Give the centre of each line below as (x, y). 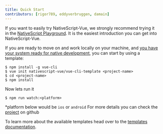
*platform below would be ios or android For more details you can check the (81, 107)
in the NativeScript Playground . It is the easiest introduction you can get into (81, 33)
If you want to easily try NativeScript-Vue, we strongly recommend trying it (80, 28)
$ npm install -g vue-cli (31, 67)
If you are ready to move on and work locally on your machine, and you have (81, 48)
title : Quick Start (25, 10)
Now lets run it (20, 89)
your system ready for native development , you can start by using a (73, 53)
